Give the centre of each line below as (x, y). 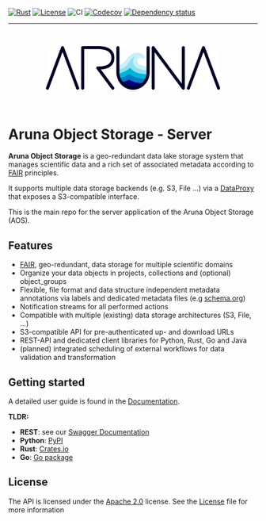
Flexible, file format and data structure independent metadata (120, 290)
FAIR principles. (34, 173)
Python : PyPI (41, 441)
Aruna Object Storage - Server (110, 134)
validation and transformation (68, 358)
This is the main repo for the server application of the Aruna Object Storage (131, 212)
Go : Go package (46, 458)
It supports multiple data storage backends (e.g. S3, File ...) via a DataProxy (131, 188)
